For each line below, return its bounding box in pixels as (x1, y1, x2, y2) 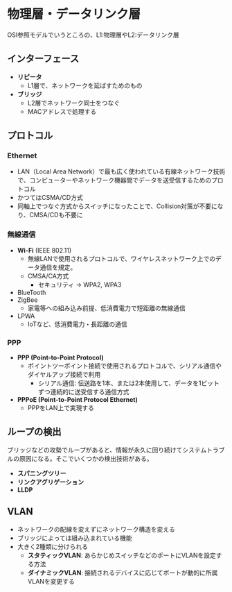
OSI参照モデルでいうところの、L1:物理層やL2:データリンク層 (7, 31, 179, 39)
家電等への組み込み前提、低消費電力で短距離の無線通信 (27, 303, 186, 312)
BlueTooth (17, 288, 46, 296)
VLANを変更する (27, 577, 75, 585)
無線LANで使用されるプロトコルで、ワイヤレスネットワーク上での (27, 254, 216, 262)
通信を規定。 (39, 263, 77, 271)
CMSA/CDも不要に (29, 211, 83, 219)
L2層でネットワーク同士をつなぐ (27, 99, 121, 107)
